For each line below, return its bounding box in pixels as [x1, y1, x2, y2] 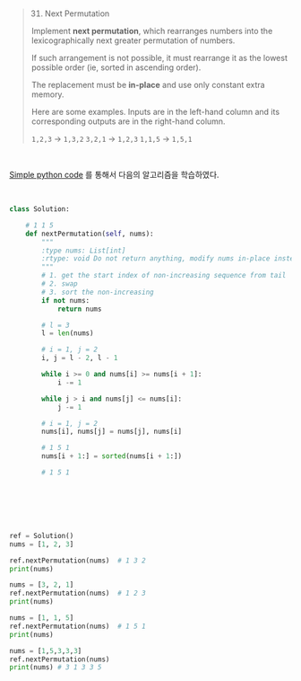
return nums [56, 305, 102, 314]
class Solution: [9, 205, 70, 214]
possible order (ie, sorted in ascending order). [30, 62, 202, 73]
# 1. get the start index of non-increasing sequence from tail [41, 271, 287, 280]
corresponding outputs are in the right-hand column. [30, 116, 226, 127]
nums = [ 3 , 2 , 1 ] [9, 580, 74, 589]
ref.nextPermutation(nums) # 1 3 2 [9, 556, 146, 565]
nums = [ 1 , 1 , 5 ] [9, 614, 74, 623]
